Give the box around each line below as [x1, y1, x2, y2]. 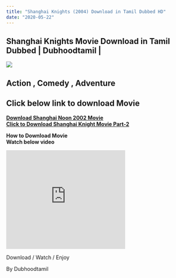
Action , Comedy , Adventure [6, 78, 116, 88]
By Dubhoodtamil [6, 265, 49, 272]
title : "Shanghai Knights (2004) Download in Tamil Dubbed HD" [6, 8, 166, 15]
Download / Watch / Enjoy [6, 254, 70, 261]
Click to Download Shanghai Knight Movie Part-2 [6, 120, 130, 128]
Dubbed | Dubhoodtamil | [6, 45, 102, 55]
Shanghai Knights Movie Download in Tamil [6, 36, 171, 46]
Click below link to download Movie [6, 99, 140, 109]
